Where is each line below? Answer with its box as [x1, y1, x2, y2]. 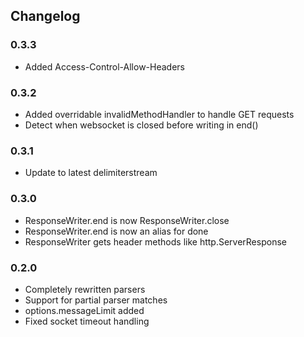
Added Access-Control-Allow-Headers [24, 60, 186, 73]
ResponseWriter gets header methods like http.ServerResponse [24, 235, 287, 248]
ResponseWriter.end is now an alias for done [24, 225, 209, 237]
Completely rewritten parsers [24, 283, 146, 295]
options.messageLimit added [24, 304, 145, 316]
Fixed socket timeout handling [24, 315, 150, 327]
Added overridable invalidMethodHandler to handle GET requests [24, 108, 295, 120]
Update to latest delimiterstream [24, 167, 158, 179]
